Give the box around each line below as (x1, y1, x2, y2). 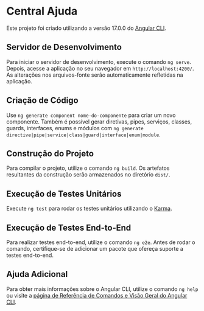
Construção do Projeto (6, 148, 94, 159)
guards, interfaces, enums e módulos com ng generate (6, 124, 144, 131)
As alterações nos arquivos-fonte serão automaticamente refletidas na (6, 71, 184, 79)
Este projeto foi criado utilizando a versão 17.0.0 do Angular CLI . (6, 24, 166, 32)
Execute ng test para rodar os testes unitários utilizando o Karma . (6, 205, 172, 212)
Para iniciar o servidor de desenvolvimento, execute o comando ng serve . (6, 58, 191, 65)
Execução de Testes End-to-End (6, 222, 132, 232)
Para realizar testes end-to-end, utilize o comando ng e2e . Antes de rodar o (6, 239, 195, 246)
